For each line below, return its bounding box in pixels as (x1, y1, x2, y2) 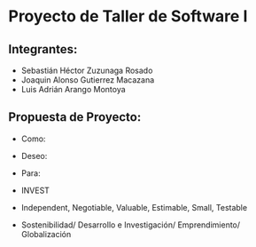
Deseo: (20, 150, 48, 161)
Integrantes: (8, 42, 78, 57)
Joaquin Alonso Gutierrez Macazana (20, 75, 155, 85)
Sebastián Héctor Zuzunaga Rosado (20, 65, 153, 76)
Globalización (20, 228, 72, 239)
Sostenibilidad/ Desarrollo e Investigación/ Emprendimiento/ (20, 219, 241, 230)
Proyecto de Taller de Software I (8, 6, 248, 27)
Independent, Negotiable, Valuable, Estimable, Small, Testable (20, 202, 248, 212)
